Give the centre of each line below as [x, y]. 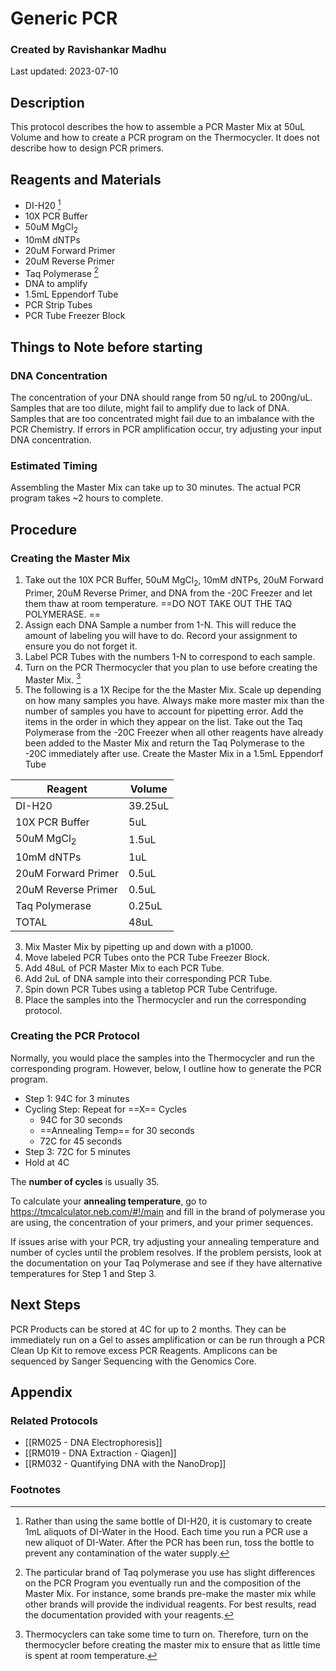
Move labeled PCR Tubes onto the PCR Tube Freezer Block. [147, 957]
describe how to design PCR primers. [87, 148]
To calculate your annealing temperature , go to [109, 1201]
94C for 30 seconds [81, 1119]
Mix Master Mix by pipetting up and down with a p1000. [139, 946]
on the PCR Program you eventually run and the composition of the [163, 1583]
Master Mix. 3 [53, 679]
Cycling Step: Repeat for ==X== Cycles [105, 1109]
